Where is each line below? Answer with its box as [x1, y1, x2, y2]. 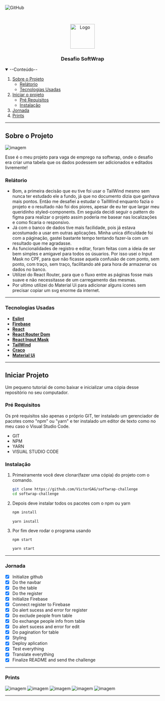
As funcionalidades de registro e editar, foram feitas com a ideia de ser [12, 246, 156, 252]
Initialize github [12, 574, 43, 579]
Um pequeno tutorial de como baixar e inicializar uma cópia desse [5, 384, 139, 390]
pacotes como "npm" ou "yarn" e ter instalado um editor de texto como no [5, 418, 156, 424]
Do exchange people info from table [12, 618, 85, 624]
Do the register [12, 590, 43, 596]
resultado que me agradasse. [12, 240, 72, 246]
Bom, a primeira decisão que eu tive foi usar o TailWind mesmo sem [12, 188, 150, 194]
